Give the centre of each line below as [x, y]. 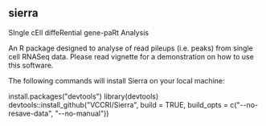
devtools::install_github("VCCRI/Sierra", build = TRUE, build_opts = [119, 104]
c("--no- [244, 104]
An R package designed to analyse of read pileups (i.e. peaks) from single [131, 48]
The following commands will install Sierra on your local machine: [117, 80]
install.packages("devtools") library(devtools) [84, 96]
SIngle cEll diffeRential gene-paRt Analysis [79, 32]
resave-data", [31, 113]
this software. [31, 65]
